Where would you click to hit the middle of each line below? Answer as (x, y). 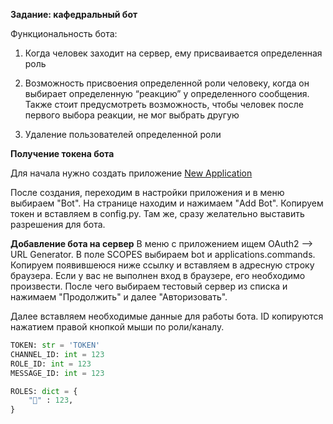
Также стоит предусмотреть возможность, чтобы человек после (164, 104)
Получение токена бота (62, 153)
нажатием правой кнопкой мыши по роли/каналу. (117, 327)
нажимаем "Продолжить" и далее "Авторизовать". (119, 297)
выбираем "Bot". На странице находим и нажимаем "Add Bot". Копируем (167, 203)
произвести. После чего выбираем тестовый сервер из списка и (149, 286)
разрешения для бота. (58, 224)
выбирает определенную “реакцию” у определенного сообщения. (167, 93)
